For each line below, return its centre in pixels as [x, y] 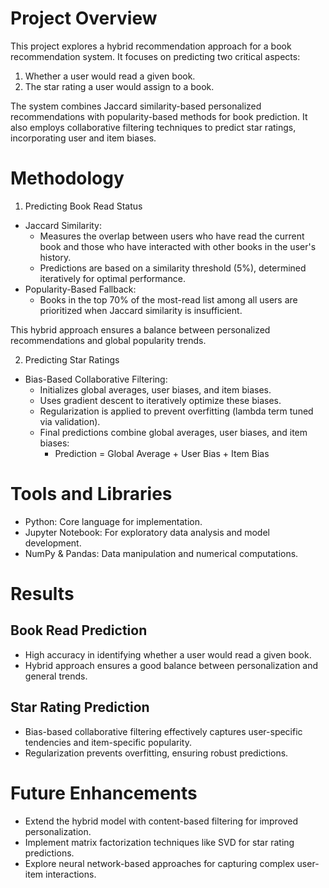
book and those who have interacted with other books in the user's [178, 246]
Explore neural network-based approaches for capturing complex [159, 863]
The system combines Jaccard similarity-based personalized [136, 106]
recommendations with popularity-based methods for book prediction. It [159, 116]
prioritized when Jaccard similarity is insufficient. [141, 310]
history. [55, 257]
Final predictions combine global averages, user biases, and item [173, 432]
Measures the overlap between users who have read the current [172, 236]
